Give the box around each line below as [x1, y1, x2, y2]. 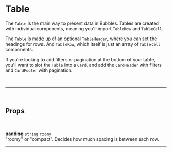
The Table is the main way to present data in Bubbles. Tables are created [5, 20, 159, 26]
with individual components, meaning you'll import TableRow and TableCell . [5, 25, 164, 31]
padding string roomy [5, 130, 51, 137]
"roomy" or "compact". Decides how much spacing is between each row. [5, 136, 160, 142]
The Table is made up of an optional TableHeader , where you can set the [5, 35, 157, 42]
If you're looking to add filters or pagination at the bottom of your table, [5, 56, 156, 62]
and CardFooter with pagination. [5, 67, 73, 73]
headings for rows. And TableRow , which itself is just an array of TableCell [5, 41, 161, 47]
